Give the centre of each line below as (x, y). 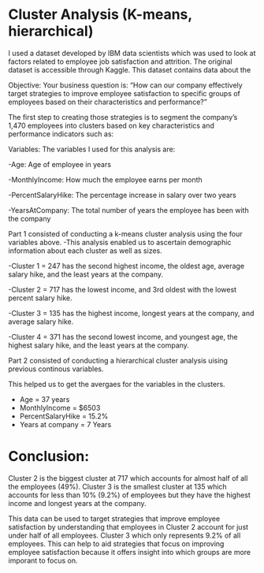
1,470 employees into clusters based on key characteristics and (112, 125)
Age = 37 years (45, 399)
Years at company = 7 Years (65, 424)
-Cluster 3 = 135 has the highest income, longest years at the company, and (131, 313)
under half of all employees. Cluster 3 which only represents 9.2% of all (125, 535)
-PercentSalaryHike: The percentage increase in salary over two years (122, 195)
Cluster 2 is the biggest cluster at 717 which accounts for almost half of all (128, 478)
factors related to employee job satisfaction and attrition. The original (120, 61)
